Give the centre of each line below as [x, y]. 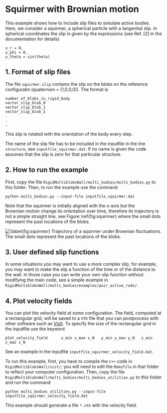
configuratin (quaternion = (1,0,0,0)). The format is [57, 89]
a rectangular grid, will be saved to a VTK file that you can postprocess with [82, 318]
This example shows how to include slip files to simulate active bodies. [78, 23]
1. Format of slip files [38, 72]
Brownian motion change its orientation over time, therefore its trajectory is [82, 211]
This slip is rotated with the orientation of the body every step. [69, 134]
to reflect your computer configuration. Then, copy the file [65, 372]
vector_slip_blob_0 [25, 103]
